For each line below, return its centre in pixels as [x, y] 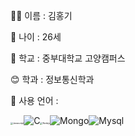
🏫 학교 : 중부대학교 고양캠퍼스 [68, 58]
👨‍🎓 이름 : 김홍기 [41, 15]
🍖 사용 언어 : [34, 100]
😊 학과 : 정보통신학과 [52, 79]
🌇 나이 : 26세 [36, 37]
